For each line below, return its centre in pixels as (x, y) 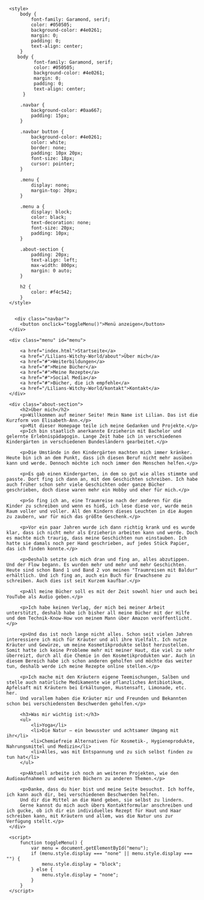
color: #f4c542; (51, 292)
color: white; (49, 142)
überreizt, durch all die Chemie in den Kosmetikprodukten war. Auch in (101, 656)
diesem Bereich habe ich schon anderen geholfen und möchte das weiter (99, 661)
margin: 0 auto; (51, 271)
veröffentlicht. (172, 618)
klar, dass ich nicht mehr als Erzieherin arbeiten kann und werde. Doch (102, 533)
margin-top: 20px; (54, 191)
